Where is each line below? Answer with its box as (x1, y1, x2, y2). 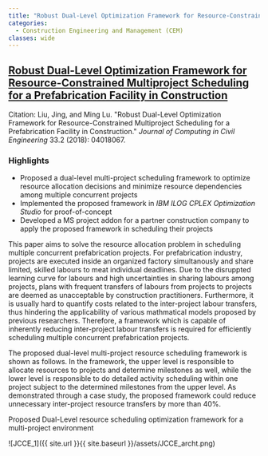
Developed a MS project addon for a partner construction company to (19, 216, 250, 225)
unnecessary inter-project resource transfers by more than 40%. (8, 399, 222, 409)
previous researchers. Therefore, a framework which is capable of (8, 316, 226, 326)
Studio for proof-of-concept (19, 207, 112, 216)
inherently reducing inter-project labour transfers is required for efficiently (8, 324, 252, 334)
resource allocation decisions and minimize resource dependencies (19, 181, 242, 192)
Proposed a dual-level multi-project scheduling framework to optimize (19, 173, 251, 183)
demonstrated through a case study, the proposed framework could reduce (8, 391, 257, 400)
